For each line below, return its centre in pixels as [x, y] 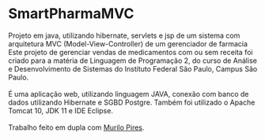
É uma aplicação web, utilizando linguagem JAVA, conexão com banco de [129, 94]
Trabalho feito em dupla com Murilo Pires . [76, 127]
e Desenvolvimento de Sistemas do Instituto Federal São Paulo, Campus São [133, 68]
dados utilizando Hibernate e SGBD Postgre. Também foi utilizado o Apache [132, 102]
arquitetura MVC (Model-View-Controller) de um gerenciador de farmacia [128, 43]
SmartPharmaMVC [71, 14]
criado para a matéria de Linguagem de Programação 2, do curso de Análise [132, 61]
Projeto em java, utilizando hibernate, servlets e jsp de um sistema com [124, 35]
